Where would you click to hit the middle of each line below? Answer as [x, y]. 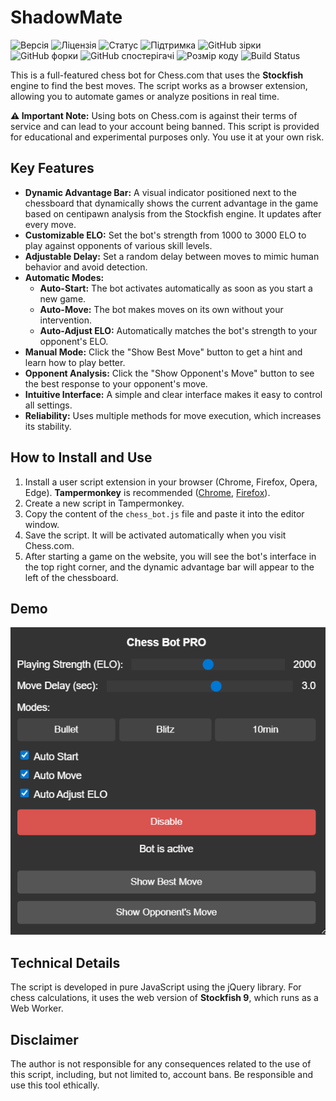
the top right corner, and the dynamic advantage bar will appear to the [169, 567]
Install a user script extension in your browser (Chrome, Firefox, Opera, [171, 482]
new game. [63, 298]
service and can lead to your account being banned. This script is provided [165, 126]
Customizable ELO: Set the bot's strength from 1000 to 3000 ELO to [165, 235]
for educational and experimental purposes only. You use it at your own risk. [167, 137]
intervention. [66, 320]
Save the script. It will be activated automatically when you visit [155, 535]
